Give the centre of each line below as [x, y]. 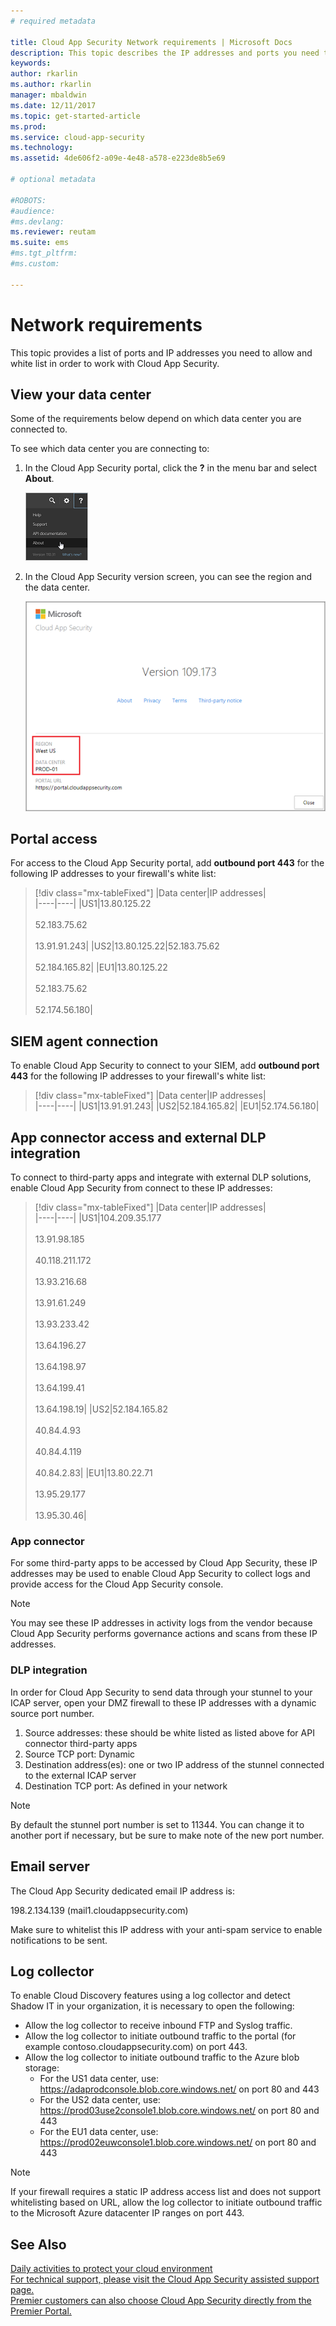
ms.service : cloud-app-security [77, 137]
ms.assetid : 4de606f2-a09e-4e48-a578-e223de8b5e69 [118, 158]
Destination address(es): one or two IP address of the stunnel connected [174, 1764]
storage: [42, 2068]
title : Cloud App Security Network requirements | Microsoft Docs [151, 42]
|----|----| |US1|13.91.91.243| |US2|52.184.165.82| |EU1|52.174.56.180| [177, 1106]
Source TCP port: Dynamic [80, 1754]
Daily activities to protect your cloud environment [111, 2269]
